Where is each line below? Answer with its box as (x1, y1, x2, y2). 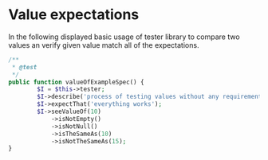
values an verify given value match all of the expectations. (8, 40, 199, 49)
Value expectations (8, 6, 140, 24)
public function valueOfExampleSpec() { (8, 78, 145, 86)
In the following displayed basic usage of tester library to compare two (8, 32, 241, 41)
